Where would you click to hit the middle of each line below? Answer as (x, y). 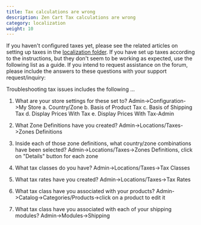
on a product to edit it (139, 198)
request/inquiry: (26, 78)
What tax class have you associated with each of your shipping (93, 209)
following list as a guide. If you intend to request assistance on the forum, (97, 65)
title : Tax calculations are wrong (51, 12)
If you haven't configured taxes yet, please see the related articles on (92, 46)
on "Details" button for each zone (56, 156)
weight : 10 (20, 29)
